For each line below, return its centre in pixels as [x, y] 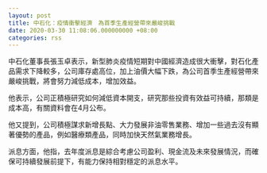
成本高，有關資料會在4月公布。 [60, 108]
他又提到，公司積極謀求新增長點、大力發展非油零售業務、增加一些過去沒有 [130, 125]
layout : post [30, 15]
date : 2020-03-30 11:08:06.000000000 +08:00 [83, 30]
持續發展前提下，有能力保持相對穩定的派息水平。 [102, 161]
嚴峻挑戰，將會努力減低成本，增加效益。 [74, 81]
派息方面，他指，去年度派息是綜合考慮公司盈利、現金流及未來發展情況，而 [130, 152]
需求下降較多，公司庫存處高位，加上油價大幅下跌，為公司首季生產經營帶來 [137, 71]
